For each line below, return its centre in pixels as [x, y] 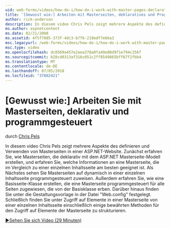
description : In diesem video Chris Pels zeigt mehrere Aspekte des [79, 24]
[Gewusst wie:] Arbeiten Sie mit [73, 101]
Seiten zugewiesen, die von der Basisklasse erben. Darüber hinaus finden [82, 189]
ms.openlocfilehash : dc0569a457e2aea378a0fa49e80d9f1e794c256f [73, 52]
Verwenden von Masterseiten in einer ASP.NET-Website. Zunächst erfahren [84, 151]
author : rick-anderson [29, 19]
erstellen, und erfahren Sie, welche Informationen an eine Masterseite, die [82, 162]
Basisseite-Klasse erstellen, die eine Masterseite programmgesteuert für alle [85, 184]
